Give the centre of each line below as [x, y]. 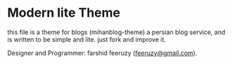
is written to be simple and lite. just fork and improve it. [87, 39]
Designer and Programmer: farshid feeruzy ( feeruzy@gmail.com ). [102, 53]
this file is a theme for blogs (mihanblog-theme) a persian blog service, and [116, 32]
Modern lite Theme [64, 13]
